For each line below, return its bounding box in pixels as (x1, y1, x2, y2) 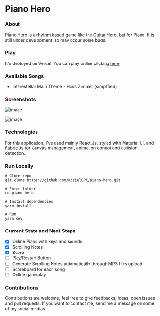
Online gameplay (12, 272, 46, 277)
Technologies (5, 128, 38, 135)
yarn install (5, 203, 32, 208)
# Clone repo (5, 173, 32, 178)
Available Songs (5, 72, 44, 79)
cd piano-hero (5, 190, 34, 195)
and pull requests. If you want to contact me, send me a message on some (5, 300, 155, 306)
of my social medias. (5, 306, 47, 311)
